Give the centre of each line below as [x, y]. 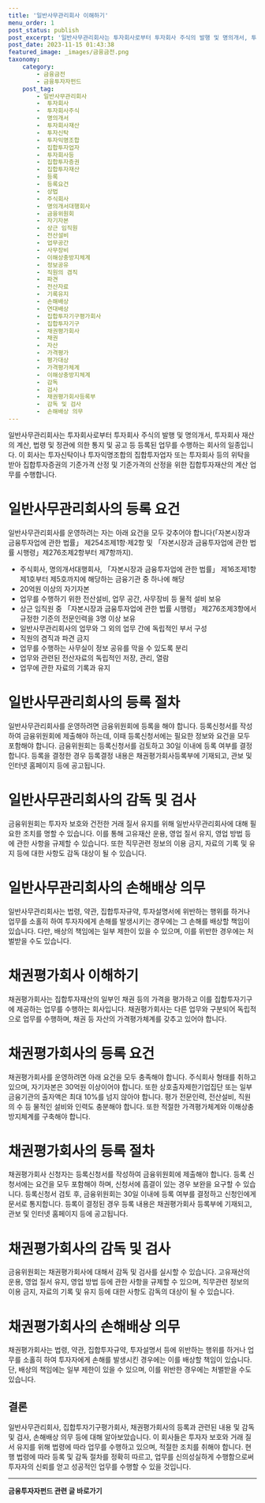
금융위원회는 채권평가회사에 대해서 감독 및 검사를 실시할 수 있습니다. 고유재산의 [129, 1272]
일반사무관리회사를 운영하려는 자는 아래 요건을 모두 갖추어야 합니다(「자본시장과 [129, 533]
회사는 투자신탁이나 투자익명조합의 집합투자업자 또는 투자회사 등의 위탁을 [138, 454]
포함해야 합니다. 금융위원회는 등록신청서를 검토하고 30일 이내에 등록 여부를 [123, 746]
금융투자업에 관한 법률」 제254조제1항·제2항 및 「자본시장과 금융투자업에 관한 [128, 542]
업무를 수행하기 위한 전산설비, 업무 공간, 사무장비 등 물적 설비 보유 [120, 598]
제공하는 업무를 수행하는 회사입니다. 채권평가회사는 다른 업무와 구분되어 [126, 1009]
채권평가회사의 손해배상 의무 [94, 1327]
